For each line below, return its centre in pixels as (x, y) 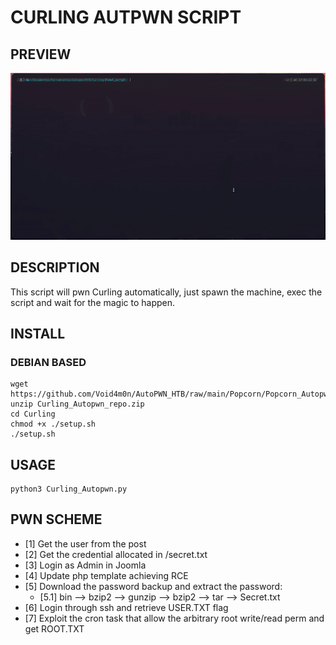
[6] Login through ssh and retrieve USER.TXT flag (126, 607)
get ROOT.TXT (54, 628)
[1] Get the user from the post (85, 543)
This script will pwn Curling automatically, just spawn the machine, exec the (166, 292)
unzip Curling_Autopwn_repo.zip (77, 404)
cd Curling (33, 414)
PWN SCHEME (56, 519)
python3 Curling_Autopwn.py (69, 489)
